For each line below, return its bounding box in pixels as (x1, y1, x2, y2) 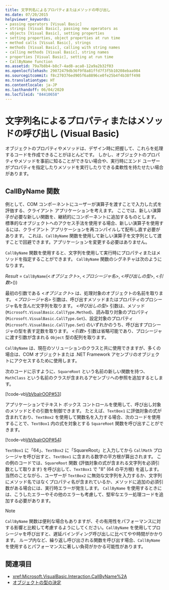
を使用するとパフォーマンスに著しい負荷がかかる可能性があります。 (5, 544, 146, 550)
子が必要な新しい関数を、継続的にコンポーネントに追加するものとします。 (5, 214, 159, 220)
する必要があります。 (9, 498, 54, 504)
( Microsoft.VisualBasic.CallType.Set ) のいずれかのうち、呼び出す (5, 321, 144, 328)
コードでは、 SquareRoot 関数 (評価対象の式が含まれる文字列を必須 (18, 460, 155, 466)
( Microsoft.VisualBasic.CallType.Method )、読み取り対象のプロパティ (5, 309, 149, 315)
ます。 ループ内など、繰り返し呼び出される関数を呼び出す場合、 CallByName (5, 537, 160, 543)
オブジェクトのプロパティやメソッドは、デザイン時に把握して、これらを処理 (5, 145, 163, 151)
